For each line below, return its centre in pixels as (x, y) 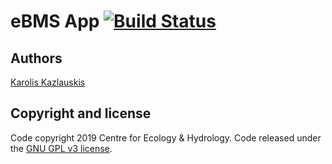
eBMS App (55, 21)
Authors (36, 58)
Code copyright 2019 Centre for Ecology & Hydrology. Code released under (166, 137)
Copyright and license (81, 113)
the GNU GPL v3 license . (61, 148)
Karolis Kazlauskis (48, 82)
